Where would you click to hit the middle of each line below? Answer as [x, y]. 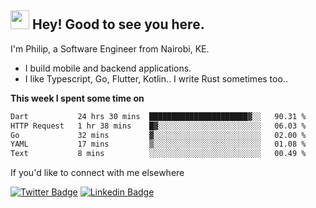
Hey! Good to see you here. [118, 24]
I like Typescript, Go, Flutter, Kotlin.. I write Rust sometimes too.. [156, 78]
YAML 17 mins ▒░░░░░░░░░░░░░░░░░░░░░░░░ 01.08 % [158, 144]
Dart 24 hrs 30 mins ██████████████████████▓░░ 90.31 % [158, 116]
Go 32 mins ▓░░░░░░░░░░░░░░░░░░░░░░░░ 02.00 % [158, 135]
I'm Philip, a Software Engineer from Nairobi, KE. [110, 48]
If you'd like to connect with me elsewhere [97, 173]
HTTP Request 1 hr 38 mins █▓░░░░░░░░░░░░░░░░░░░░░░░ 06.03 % [158, 126]
